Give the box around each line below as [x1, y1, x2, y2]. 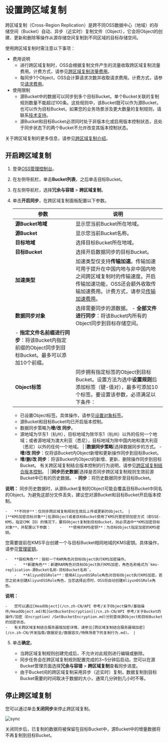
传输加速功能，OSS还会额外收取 [75, 280, 151, 287]
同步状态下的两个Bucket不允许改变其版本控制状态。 [24, 125, 131, 131]
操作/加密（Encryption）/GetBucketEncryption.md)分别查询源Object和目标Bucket [5, 614, 162, 619]
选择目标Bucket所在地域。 [75, 239, 137, 246]
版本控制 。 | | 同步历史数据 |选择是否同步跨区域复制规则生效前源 [24, 468, 154, 474]
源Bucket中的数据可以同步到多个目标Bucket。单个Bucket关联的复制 [19, 93, 159, 99]
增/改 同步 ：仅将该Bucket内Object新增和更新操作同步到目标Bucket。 [19, 450, 161, 456]
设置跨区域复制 [5, 5, 67, 16]
